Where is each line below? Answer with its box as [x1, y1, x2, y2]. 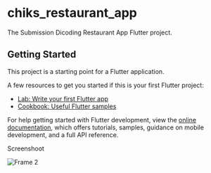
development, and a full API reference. [7, 130, 119, 139]
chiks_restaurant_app [7, 5, 137, 21]
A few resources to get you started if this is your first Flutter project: [7, 81, 204, 89]
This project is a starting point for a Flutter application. [7, 67, 165, 75]
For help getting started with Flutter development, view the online [7, 115, 197, 124]
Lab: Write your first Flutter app [17, 94, 109, 103]
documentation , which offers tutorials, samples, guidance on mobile [7, 123, 204, 132]
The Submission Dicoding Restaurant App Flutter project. [7, 28, 172, 37]
